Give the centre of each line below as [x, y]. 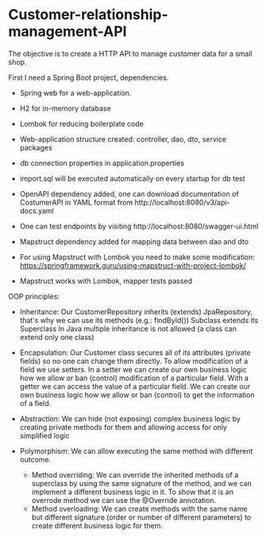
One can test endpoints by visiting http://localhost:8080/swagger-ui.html [139, 226]
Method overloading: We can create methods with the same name [139, 509]
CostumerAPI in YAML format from [76, 202]
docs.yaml [37, 211]
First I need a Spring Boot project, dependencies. [89, 77]
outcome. [35, 459]
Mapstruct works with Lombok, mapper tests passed [106, 281]
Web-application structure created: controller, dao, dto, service [123, 139]
